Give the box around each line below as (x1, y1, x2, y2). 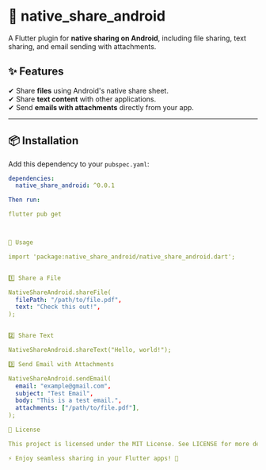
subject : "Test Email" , (15, 389, 93, 397)
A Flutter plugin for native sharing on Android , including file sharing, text (8, 33, 247, 43)
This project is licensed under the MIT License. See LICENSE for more (8, 440, 249, 448)
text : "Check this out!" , (15, 303, 101, 311)
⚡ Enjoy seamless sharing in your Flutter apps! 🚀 (8, 454, 179, 462)
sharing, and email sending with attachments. (8, 41, 157, 51)
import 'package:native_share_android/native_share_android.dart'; (8, 253, 236, 261)
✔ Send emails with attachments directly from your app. (8, 102, 194, 112)
